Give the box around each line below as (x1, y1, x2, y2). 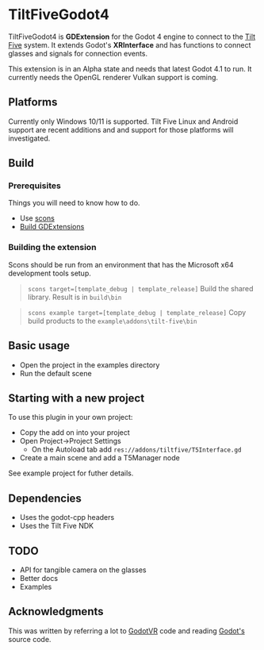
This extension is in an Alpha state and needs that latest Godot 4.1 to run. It (8, 63, 252, 73)
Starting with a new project (8, 391, 145, 405)
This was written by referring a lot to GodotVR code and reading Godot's (8, 625, 246, 636)
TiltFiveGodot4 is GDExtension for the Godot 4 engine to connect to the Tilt (8, 32, 256, 41)
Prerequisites (8, 180, 61, 191)
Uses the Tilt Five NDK (19, 521, 94, 531)
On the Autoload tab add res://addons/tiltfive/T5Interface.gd (31, 444, 242, 454)
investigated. (8, 133, 51, 143)
